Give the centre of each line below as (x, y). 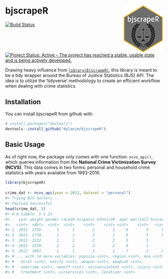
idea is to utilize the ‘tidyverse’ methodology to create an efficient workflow (83, 81)
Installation (23, 102)
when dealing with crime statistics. (41, 86)
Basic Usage (25, 145)
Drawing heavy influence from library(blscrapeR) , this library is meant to (81, 70)
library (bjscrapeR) (25, 182)
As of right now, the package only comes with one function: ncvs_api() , (79, 157)
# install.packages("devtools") (39, 124)
